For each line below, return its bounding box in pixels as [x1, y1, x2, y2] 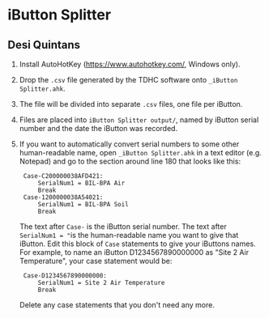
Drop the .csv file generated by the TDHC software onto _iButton [19, 75, 238, 84]
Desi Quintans [7, 38, 81, 52]
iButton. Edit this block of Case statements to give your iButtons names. [19, 239, 256, 248]
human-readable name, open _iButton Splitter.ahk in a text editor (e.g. [19, 148, 263, 157]
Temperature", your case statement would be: [19, 257, 173, 265]
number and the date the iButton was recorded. [19, 124, 178, 133]
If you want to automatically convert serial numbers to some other [19, 139, 240, 149]
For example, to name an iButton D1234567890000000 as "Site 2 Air [19, 248, 249, 257]
